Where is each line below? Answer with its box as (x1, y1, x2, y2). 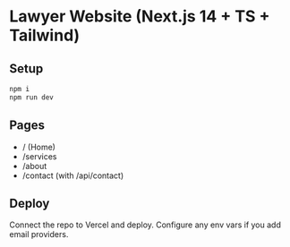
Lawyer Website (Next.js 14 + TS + (9, 6, 270, 27)
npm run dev (9, 92, 54, 102)
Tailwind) (9, 25, 81, 46)
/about (21, 160, 47, 171)
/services (21, 150, 57, 162)
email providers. (9, 229, 69, 240)
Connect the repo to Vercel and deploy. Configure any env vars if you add (9, 219, 282, 230)
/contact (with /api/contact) (21, 170, 124, 181)
